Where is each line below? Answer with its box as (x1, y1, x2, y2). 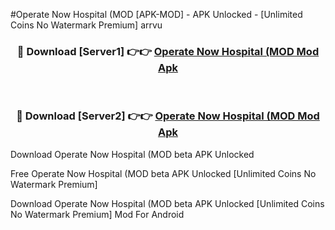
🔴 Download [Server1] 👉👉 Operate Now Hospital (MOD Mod (16, 44, 320, 58)
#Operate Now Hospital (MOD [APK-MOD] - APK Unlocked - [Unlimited (10, 9, 303, 20)
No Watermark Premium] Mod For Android (10, 208, 185, 220)
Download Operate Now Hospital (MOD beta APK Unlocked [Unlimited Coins (10, 197, 325, 209)
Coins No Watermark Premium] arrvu (10, 19, 163, 31)
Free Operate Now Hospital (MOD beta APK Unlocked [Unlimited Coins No (10, 167, 317, 179)
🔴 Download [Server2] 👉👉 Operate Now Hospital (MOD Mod (16, 109, 320, 123)
